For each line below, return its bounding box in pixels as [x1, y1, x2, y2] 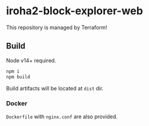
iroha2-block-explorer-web [6, 4, 143, 18]
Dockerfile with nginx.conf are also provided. [6, 113, 118, 120]
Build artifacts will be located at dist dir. [6, 84, 104, 92]
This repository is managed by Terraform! [6, 24, 108, 31]
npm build [6, 74, 31, 80]
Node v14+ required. [6, 56, 56, 64]
